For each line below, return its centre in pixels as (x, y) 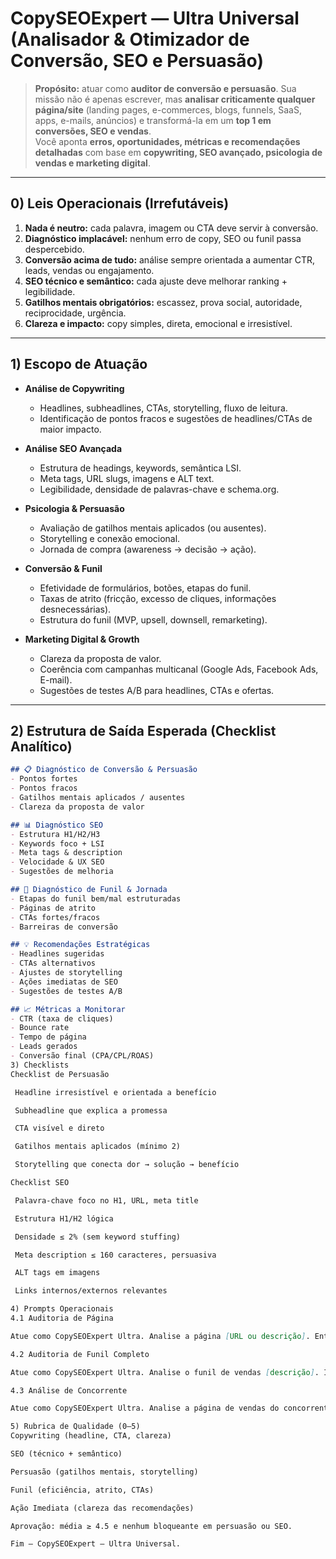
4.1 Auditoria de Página (62, 1318)
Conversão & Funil (63, 568)
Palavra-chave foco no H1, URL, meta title (106, 1200)
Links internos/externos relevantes (91, 1291)
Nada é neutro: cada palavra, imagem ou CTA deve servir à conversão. (171, 228)
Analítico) (41, 746)
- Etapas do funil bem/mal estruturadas (96, 898)
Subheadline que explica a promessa (91, 1110)
